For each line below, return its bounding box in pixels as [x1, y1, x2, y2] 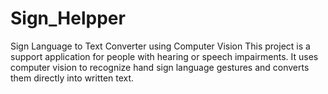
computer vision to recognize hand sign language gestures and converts [10, 61, 310, 73]
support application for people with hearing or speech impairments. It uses [10, 50, 319, 62]
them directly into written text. [10, 72, 135, 84]
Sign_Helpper [10, 7, 126, 30]
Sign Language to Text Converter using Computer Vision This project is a [10, 40, 311, 52]
